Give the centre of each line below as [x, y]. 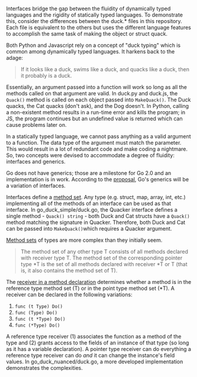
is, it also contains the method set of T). [69, 270]
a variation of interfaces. [36, 186]
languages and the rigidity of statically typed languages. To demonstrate [95, 15]
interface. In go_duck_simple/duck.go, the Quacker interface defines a [92, 210]
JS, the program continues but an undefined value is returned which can [94, 119]
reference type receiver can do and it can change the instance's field [91, 355]
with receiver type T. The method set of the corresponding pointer [101, 258]
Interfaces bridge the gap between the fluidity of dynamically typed [88, 9]
